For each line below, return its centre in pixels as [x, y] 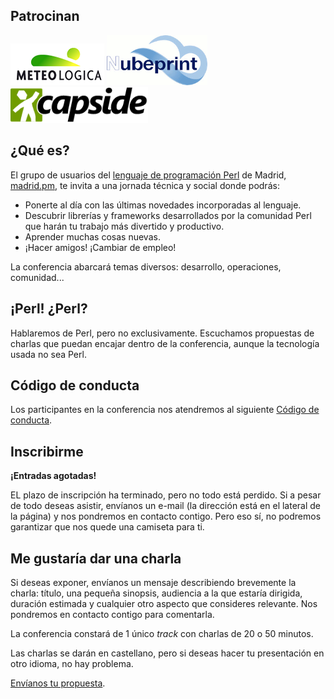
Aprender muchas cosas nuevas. [92, 236]
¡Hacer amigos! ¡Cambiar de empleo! [100, 247]
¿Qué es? [40, 150]
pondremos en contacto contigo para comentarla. [112, 614]
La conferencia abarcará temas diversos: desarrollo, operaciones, [146, 266]
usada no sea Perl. [48, 354]
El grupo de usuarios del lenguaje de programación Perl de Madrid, [148, 175]
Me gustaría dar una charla [96, 558]
